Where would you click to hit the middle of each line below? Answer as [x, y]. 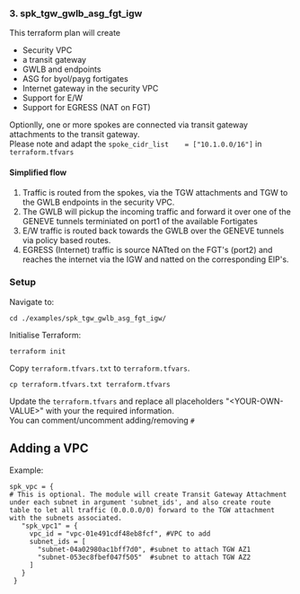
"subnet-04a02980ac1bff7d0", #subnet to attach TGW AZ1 [144, 549]
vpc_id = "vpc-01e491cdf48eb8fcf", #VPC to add [120, 533]
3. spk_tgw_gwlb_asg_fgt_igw [76, 13]
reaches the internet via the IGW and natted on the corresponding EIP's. [155, 259]
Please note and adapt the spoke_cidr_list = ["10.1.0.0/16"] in [136, 144]
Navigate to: [32, 301]
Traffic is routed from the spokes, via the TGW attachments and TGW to [155, 192]
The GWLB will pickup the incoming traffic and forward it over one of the [157, 211]
